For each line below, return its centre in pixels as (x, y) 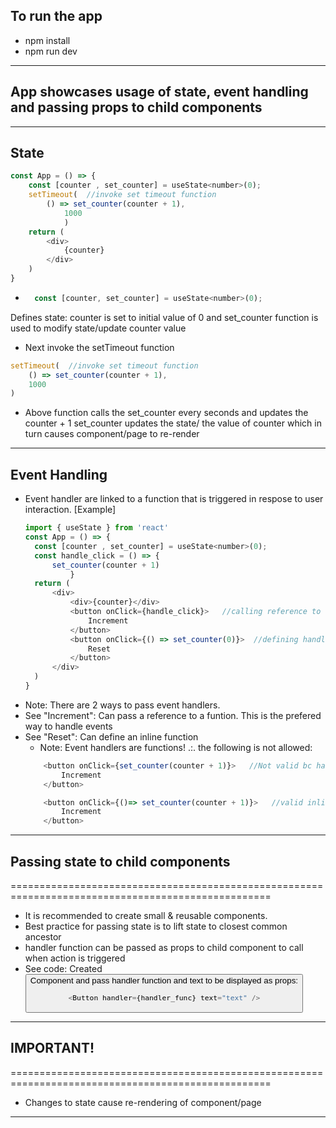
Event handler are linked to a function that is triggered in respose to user (174, 499)
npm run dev (51, 51)
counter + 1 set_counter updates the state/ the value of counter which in (173, 423)
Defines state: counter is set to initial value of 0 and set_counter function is (164, 317)
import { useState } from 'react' (96, 528)
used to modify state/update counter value (98, 328)
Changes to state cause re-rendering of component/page (143, 1102)
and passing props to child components (136, 107)
